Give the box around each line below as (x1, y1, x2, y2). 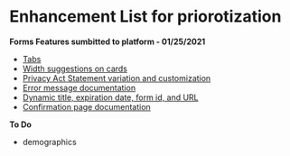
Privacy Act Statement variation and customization (22, 72, 211, 83)
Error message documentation (22, 82, 136, 93)
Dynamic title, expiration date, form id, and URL (22, 92, 199, 103)
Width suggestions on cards (22, 63, 128, 74)
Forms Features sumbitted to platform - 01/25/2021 (9, 36, 206, 47)
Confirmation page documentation (22, 101, 151, 112)
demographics (22, 136, 77, 147)
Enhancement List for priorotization (9, 6, 282, 27)
